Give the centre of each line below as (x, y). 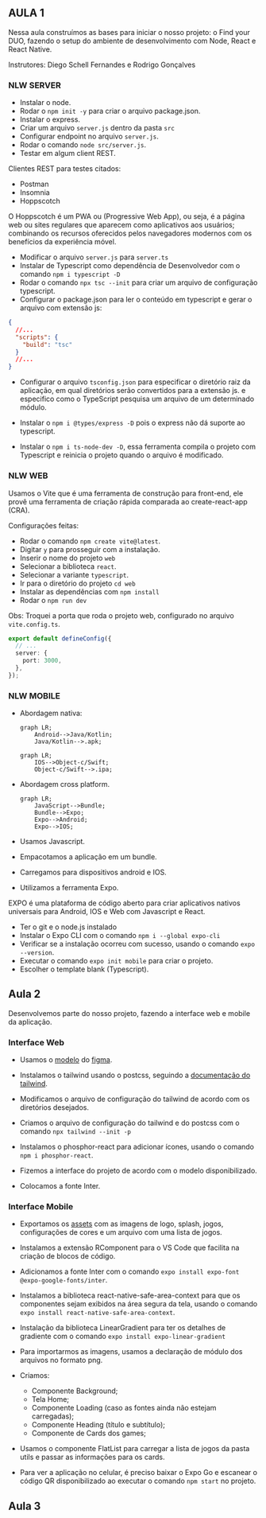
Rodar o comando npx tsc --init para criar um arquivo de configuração (139, 282)
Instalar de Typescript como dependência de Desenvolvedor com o (130, 266)
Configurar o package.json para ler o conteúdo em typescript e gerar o (136, 300)
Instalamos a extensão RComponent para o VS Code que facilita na (129, 1247)
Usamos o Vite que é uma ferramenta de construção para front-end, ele (126, 493)
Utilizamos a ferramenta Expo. (69, 888)
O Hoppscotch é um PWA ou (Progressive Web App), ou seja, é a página (127, 216)
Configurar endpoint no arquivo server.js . (89, 136)
